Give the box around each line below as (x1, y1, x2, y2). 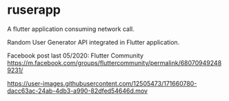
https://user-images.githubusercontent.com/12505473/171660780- (7, 79, 197, 87)
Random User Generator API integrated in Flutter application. (7, 38, 180, 46)
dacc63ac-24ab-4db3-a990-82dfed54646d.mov (7, 87, 148, 95)
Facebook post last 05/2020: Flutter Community (7, 51, 143, 60)
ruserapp (7, 2, 61, 18)
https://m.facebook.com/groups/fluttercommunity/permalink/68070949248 (7, 58, 222, 67)
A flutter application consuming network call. (7, 25, 135, 33)
